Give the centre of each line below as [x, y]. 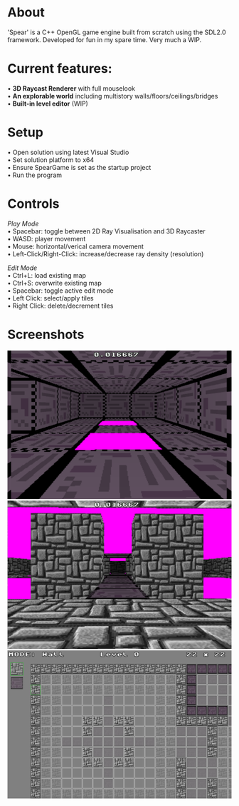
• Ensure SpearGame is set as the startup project [79, 167]
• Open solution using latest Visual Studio [68, 152]
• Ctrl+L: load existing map [47, 275]
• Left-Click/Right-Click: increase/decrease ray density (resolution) [106, 253]
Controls [33, 203]
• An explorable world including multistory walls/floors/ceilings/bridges [113, 96]
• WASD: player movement [47, 238]
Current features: [60, 69]
